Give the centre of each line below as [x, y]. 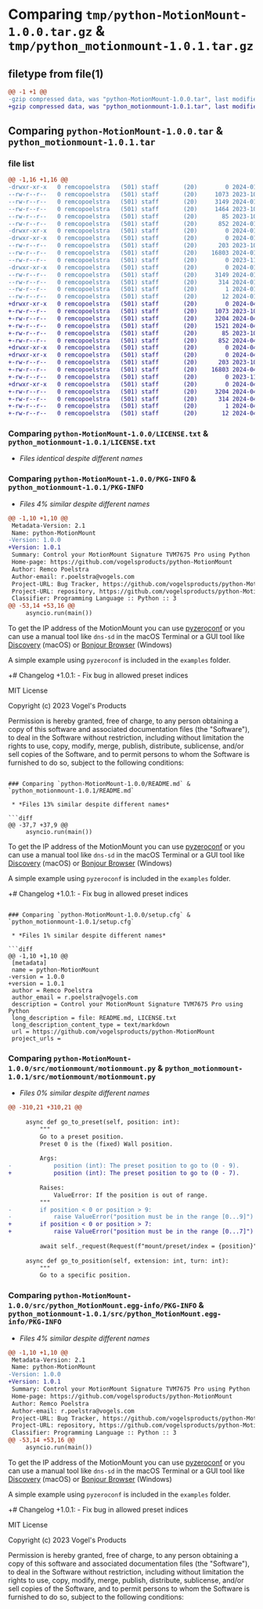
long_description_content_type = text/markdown [90, 1025]
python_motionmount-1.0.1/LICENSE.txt [82, 442]
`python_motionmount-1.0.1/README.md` [71, 791]
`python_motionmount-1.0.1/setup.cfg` [71, 922]
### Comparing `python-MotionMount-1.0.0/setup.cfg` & [99, 915]
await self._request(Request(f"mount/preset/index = [127, 1246]
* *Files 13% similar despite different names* [90, 805]
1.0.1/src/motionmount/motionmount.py [82, 1077]
